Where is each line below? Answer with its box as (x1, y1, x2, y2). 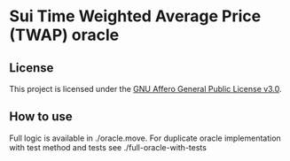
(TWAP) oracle (9, 25, 120, 45)
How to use (9, 109, 73, 125)
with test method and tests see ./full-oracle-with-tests (9, 142, 207, 152)
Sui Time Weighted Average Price (9, 6, 262, 27)
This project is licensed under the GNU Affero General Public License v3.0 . (9, 84, 282, 94)
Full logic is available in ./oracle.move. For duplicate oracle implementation (9, 133, 281, 143)
